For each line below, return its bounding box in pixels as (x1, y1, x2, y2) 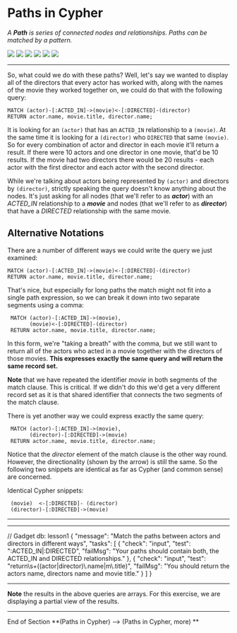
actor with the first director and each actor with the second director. (7, 162, 205, 171)
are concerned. (7, 472, 52, 481)
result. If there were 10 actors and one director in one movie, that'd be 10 (7, 148, 219, 156)
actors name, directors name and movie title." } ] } (7, 569, 152, 577)
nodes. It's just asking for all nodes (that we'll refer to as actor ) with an (7, 191, 214, 200)
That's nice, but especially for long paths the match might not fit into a (7, 285, 212, 294)
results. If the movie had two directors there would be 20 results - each (7, 155, 214, 164)
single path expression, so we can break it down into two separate (7, 293, 200, 302)
